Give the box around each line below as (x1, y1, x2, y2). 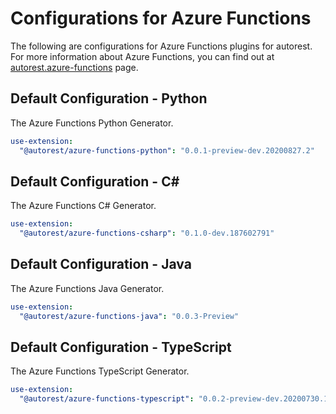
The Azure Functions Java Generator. (10, 282, 165, 294)
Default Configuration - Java (10, 256, 192, 273)
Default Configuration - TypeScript (10, 339, 232, 356)
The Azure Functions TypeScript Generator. (10, 365, 190, 377)
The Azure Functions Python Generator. (10, 117, 174, 129)
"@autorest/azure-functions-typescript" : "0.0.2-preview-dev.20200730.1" (19, 394, 333, 404)
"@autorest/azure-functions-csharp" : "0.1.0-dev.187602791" (19, 228, 275, 239)
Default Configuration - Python (10, 90, 208, 107)
